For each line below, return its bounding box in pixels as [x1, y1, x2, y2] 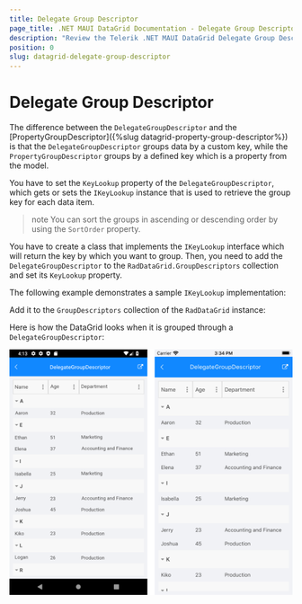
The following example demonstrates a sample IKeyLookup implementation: [9, 288, 287, 298]
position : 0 [9, 43, 54, 52]
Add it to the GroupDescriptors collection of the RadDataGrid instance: [9, 305, 266, 315]
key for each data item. [9, 197, 94, 208]
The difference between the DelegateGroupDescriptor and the [9, 122, 237, 133]
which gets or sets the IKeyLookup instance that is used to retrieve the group [9, 187, 291, 198]
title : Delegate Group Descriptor [9, 14, 139, 23]
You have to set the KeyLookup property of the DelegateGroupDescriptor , [9, 178, 274, 189]
